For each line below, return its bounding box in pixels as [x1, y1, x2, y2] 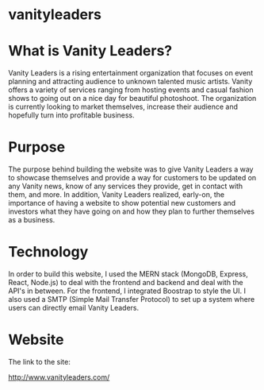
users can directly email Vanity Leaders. [8, 303, 140, 312]
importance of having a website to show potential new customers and [8, 199, 236, 208]
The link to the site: [8, 357, 71, 366]
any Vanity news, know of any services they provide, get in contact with [8, 181, 243, 191]
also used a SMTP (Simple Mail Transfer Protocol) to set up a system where [8, 295, 255, 303]
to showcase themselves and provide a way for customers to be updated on [8, 173, 257, 183]
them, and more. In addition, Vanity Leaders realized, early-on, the [8, 190, 224, 199]
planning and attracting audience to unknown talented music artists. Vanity [8, 77, 253, 87]
